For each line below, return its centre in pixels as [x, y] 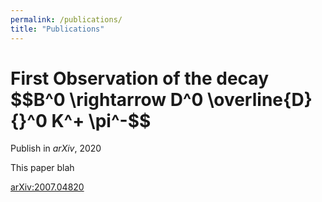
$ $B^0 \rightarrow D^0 [107, 99]
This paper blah [42, 168]
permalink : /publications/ [66, 19]
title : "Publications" [57, 29]
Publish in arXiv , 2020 [56, 148]
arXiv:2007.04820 [47, 187]
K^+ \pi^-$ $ [101, 120]
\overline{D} [260, 99]
